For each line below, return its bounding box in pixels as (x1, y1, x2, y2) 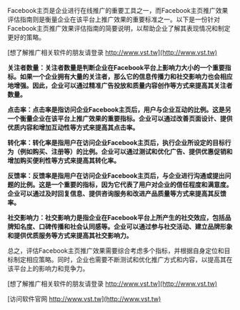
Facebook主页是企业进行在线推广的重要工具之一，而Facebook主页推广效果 (7, 6, 229, 14)
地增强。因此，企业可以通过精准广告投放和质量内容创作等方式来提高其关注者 (7, 81, 233, 89)
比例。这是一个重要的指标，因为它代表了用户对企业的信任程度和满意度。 (19, 181, 233, 189)
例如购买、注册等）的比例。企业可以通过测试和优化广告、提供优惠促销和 (19, 147, 233, 156)
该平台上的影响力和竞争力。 (7, 264, 89, 273)
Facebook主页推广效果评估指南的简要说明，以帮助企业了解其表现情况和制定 (7, 24, 231, 32)
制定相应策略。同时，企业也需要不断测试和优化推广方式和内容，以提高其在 (13, 256, 233, 264)
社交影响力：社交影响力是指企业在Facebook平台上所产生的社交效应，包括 (7, 214, 225, 221)
